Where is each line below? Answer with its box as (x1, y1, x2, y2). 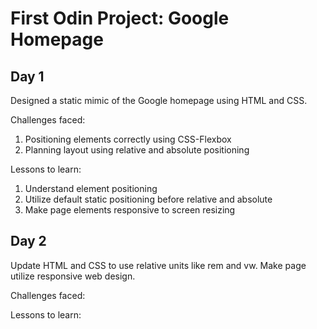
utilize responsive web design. (10, 270, 136, 282)
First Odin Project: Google (10, 7, 230, 30)
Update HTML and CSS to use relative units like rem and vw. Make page (10, 259, 307, 271)
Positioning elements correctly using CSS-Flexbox (24, 133, 232, 145)
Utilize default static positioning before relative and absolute (24, 193, 273, 205)
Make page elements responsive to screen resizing (24, 204, 236, 216)
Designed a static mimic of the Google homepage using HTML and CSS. (10, 95, 308, 106)
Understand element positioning (24, 183, 158, 194)
